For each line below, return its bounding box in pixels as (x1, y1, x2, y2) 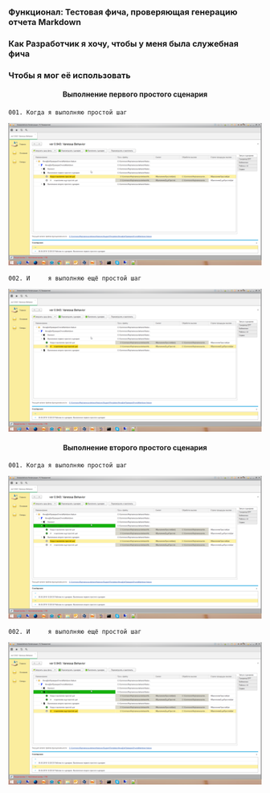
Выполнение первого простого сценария (62, 89, 208, 99)
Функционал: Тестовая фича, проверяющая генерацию (8, 6, 238, 18)
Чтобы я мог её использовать (8, 69, 131, 80)
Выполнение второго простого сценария (63, 442, 207, 452)
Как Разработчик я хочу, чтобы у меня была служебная (8, 38, 239, 49)
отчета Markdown (8, 16, 82, 27)
